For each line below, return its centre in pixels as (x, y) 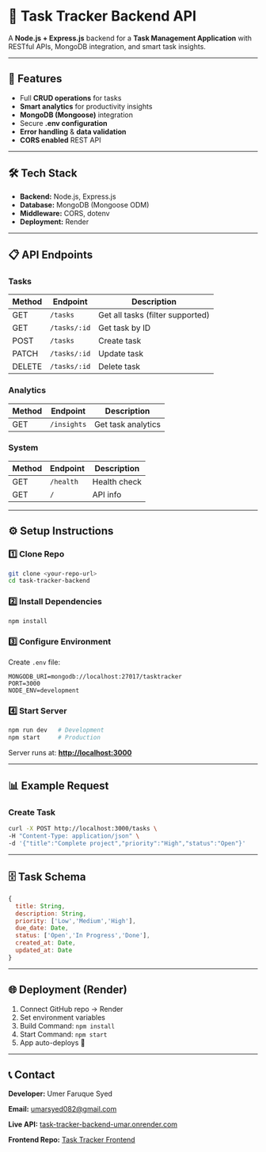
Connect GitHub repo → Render (71, 1009)
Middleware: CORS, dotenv (65, 213)
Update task (121, 354)
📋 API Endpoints (51, 255)
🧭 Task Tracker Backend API (102, 16)
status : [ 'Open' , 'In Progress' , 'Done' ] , (83, 936)
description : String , (51, 914)
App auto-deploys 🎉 (52, 1042)
